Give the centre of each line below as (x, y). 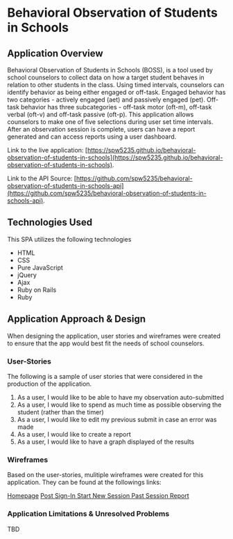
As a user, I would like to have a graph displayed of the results (106, 442)
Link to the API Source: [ (42, 178)
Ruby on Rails (37, 290)
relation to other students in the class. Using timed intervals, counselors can (116, 85)
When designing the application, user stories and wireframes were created (114, 336)
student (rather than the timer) (60, 412)
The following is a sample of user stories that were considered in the (105, 376)
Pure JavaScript (40, 267)
